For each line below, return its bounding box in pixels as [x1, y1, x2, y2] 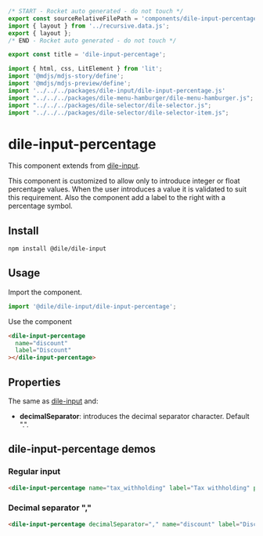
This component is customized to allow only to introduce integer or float [8, 177, 240, 186]
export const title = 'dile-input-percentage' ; [8, 51, 167, 59]
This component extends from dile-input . [8, 161, 141, 170]
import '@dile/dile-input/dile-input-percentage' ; [8, 302, 177, 310]
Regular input [8, 466, 61, 477]
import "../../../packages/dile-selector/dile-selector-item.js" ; [8, 108, 229, 117]
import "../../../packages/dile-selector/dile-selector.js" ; [8, 101, 212, 109]
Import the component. [8, 287, 82, 297]
